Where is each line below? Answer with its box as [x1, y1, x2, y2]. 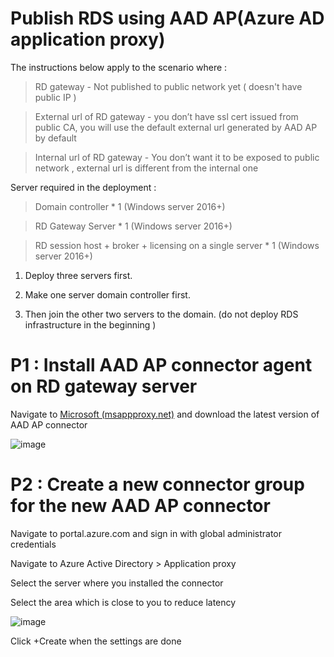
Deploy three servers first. [24, 269, 133, 281]
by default [34, 132, 77, 144]
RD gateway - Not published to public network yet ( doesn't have [34, 80, 303, 92]
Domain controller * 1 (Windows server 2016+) [34, 200, 226, 212]
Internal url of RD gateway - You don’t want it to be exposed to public [34, 151, 320, 163]
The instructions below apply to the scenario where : [10, 61, 228, 73]
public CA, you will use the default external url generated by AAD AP [34, 121, 318, 133]
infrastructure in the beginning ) [24, 318, 157, 331]
